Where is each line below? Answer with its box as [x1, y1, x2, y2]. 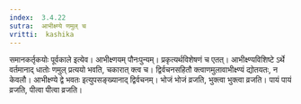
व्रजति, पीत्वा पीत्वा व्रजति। [9, 84, 84, 95]
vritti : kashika [9, 30, 75, 39]
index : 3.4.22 [9, 13, 66, 22]
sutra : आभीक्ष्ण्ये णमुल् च [9, 22, 87, 30]
